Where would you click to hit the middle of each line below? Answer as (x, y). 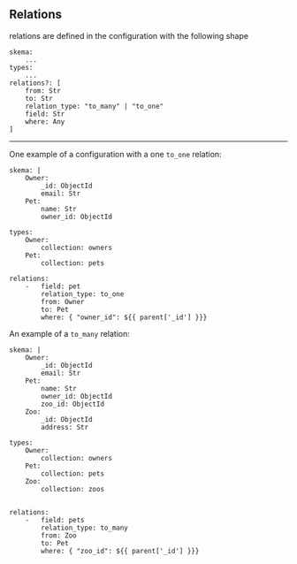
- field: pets (55, 520)
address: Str (65, 427)
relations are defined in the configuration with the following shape (129, 35)
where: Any (45, 122)
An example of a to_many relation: (70, 333)
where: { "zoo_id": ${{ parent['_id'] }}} (120, 551)
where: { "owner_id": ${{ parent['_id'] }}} (124, 317)
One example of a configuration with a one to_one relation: (116, 154)
